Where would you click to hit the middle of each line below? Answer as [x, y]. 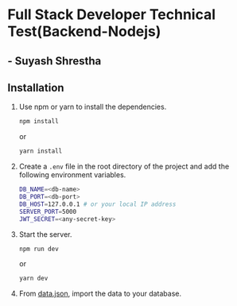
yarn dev [33, 279]
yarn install [41, 151]
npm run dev [39, 249]
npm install [39, 122]
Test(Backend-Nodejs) [84, 31]
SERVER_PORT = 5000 [48, 211]
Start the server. [45, 234]
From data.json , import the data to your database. [100, 294]
